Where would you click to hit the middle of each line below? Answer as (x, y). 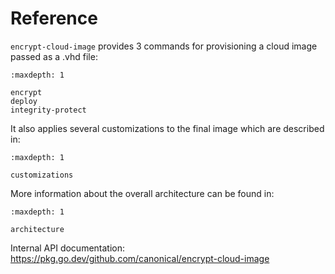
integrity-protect (48, 110)
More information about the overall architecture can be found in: (142, 193)
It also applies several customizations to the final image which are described (167, 128)
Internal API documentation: (68, 248)
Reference (54, 18)
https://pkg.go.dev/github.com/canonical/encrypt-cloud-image (140, 258)
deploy (24, 101)
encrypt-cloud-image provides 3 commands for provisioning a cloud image (164, 46)
